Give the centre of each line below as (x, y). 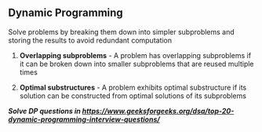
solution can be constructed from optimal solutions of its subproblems (133, 95)
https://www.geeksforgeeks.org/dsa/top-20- (158, 111)
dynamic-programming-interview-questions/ (84, 119)
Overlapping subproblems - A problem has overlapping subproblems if (135, 55)
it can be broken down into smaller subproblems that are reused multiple (136, 64)
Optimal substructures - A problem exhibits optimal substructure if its (133, 87)
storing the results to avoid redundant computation (90, 40)
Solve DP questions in (44, 111)
